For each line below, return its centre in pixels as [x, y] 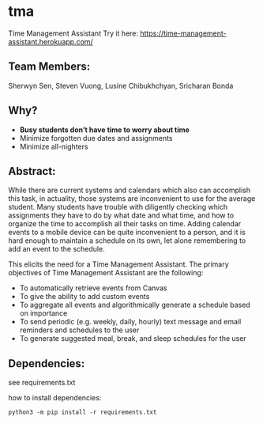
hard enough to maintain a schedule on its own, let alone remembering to [127, 240]
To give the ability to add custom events [85, 297]
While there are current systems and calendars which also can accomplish [130, 190]
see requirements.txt [42, 383]
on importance [43, 313]
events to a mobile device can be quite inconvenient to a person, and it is [127, 233]
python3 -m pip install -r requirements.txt [83, 413]
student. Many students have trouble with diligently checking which [118, 207]
